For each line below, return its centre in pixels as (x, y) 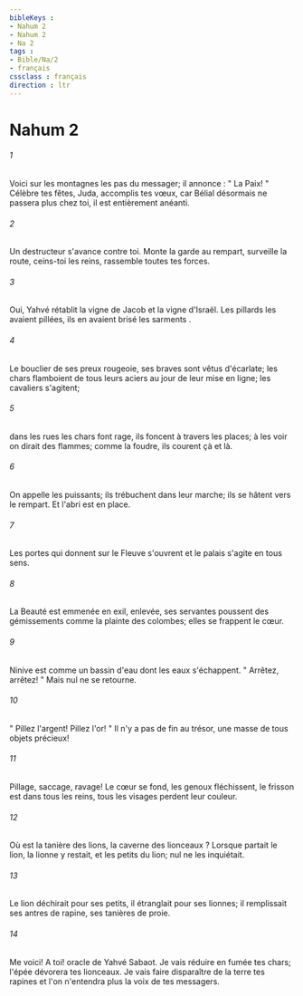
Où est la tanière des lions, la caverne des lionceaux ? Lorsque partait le (143, 845)
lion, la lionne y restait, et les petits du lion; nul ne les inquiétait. (127, 855)
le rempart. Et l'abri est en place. (70, 504)
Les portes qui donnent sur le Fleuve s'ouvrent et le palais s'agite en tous (146, 553)
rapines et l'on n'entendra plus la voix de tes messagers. (114, 981)
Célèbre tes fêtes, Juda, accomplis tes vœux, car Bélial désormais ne (138, 193)
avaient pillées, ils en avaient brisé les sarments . (100, 320)
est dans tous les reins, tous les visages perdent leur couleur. (123, 797)
